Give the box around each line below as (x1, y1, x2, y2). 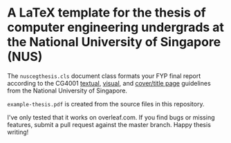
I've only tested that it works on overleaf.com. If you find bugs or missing (7, 113, 215, 122)
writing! (7, 128, 29, 136)
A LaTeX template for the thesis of (7, 5, 206, 21)
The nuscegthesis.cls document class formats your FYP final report (7, 71, 201, 80)
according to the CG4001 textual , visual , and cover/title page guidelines (7, 79, 211, 87)
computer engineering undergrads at (7, 19, 225, 35)
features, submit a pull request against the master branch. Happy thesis (7, 120, 211, 128)
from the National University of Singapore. (7, 86, 128, 95)
